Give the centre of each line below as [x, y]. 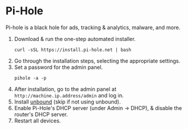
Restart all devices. [37, 121]
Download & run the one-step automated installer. [75, 39]
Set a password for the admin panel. [58, 67]
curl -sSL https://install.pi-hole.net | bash [73, 50]
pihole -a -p [30, 78]
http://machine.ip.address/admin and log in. [69, 95]
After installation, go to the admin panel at [65, 89]
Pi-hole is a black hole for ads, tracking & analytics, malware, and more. [93, 27]
